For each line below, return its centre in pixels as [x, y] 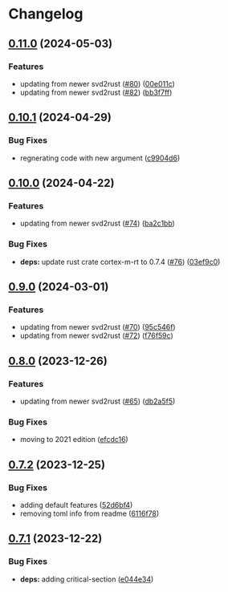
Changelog [46, 14]
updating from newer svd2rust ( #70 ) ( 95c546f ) [98, 327]
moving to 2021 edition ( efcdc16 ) [74, 440]
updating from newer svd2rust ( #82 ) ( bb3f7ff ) [96, 92]
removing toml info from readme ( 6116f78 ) [90, 513]
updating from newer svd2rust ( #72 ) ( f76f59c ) [97, 336]
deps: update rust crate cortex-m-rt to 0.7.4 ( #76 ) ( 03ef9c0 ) [120, 262]
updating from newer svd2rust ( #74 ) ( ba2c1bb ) [97, 223]
